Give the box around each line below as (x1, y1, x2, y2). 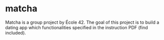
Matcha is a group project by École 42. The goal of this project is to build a (5, 19, 159, 25)
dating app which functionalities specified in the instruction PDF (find (5, 24, 148, 30)
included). (5, 30, 26, 36)
